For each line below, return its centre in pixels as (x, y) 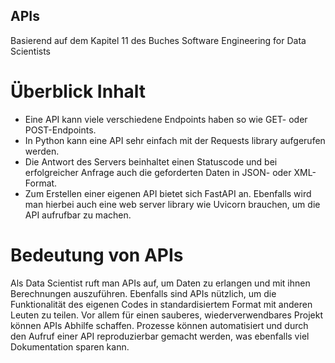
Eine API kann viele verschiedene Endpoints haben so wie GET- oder (166, 119)
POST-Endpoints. (60, 130)
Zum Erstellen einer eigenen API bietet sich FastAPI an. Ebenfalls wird (168, 193)
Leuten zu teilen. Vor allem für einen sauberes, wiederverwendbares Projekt (167, 315)
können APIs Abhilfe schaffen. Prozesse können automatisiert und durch (159, 325)
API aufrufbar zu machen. (78, 215)
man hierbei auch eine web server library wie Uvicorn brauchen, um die (172, 204)
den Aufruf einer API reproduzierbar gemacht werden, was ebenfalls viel (160, 336)
